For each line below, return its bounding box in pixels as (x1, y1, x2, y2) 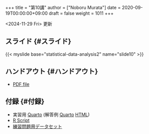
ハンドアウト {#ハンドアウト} (5, 67, 98, 76)
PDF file (12, 81, 30, 87)
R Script (12, 117, 30, 124)
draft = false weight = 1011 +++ (48, 10, 114, 16)
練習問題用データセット (12, 123, 62, 129)
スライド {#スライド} (5, 37, 71, 46)
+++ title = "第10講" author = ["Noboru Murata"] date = (5, 5, 121, 10)
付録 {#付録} (5, 97, 45, 106)
